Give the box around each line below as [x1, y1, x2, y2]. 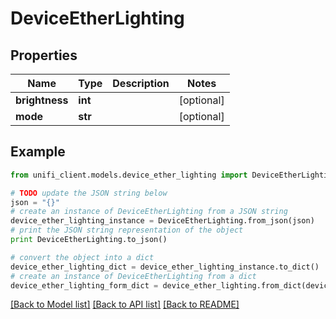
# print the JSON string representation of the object [10, 225, 244, 236]
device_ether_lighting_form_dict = [10, 280, 159, 291]
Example [10, 143, 66, 161]
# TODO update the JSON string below [10, 188, 168, 198]
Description [112, 77, 170, 90]
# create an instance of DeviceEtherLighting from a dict [10, 271, 257, 281]
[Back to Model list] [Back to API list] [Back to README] [10, 298, 240, 311]
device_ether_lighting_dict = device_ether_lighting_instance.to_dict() [10, 262, 320, 272]
